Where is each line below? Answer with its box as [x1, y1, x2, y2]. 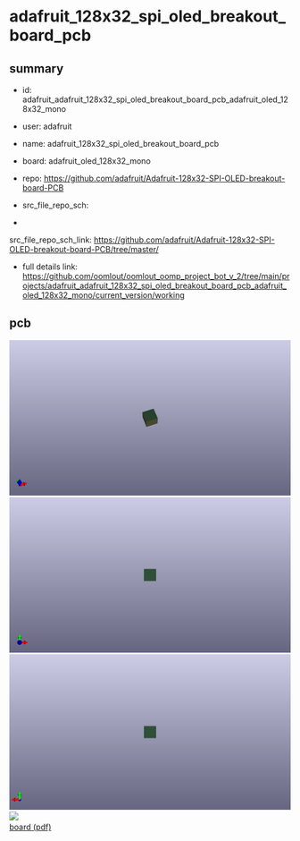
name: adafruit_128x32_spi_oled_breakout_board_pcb [21, 139, 220, 149]
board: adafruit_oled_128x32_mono [21, 156, 152, 166]
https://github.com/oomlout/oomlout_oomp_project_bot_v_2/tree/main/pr [21, 271, 290, 281]
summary [9, 61, 64, 76]
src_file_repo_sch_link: [9, 234, 92, 245]
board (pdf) [9, 821, 52, 832]
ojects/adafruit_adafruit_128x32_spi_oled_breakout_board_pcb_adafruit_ [21, 280, 287, 291]
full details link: [21, 261, 79, 272]
